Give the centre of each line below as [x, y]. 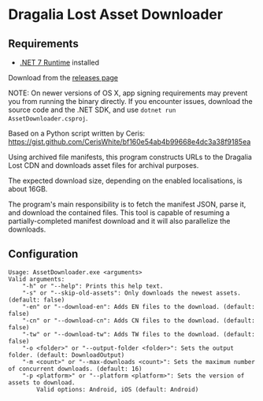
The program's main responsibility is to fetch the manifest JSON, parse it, [127, 204]
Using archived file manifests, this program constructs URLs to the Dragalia [130, 157]
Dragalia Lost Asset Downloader [115, 15]
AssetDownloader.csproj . [48, 118]
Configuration [43, 254]
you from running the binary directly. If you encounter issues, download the [131, 101]
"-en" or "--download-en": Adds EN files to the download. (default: [139, 306]
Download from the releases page [63, 78]
